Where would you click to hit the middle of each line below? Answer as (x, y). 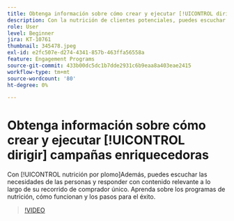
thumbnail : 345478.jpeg (42, 46)
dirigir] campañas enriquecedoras (108, 155)
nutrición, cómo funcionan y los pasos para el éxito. (81, 197)
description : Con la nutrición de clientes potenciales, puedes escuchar (117, 20)
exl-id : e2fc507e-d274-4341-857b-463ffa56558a (76, 53)
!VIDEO (34, 211)
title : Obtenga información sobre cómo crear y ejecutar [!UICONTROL (110, 14)
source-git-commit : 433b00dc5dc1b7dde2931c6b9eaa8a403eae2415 (99, 66)
